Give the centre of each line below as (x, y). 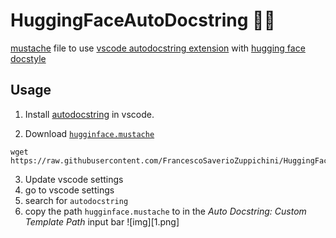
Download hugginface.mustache (89, 133)
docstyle (28, 58)
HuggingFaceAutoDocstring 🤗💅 (143, 20)
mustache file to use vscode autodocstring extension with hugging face (158, 48)
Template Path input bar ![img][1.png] (102, 221)
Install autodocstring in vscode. (89, 114)
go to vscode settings (69, 190)
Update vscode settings (74, 179)
